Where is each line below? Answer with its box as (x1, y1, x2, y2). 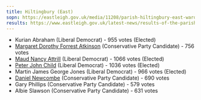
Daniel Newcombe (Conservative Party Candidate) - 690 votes (14, 74, 169, 81)
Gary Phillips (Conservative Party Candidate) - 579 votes (14, 81, 155, 88)
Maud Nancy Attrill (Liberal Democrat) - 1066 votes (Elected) (14, 55, 165, 63)
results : (6, 20, 28, 26)
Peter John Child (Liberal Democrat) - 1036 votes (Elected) (14, 62, 160, 69)
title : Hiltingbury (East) (6, 8, 74, 15)
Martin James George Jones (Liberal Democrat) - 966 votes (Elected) (14, 68, 187, 75)
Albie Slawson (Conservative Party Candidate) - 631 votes (14, 87, 159, 95)
